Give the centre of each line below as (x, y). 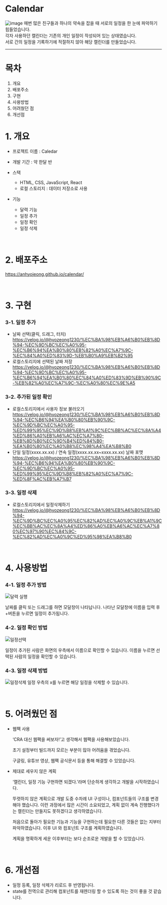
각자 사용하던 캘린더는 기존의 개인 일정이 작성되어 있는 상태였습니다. (71, 35)
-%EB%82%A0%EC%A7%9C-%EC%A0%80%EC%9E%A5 (74, 383)
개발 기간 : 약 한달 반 (32, 162)
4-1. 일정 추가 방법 (26, 585)
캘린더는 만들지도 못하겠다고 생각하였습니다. (60, 811)
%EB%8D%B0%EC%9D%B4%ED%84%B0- (58, 441)
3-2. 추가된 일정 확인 (29, 397)
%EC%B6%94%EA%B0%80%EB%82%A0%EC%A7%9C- (73, 350)
